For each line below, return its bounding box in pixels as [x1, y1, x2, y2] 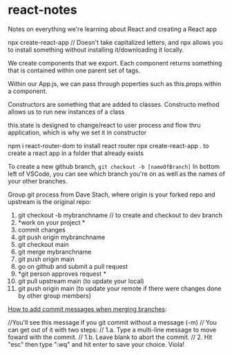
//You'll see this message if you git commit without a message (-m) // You [8, 318, 217, 326]
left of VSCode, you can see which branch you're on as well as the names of [8, 170, 225, 178]
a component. [8, 87, 48, 95]
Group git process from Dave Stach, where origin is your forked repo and [8, 190, 216, 199]
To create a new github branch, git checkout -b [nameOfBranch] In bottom [8, 162, 220, 170]
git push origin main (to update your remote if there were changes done [17, 284, 222, 292]
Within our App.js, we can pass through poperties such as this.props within [8, 79, 222, 88]
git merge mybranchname [17, 247, 92, 256]
